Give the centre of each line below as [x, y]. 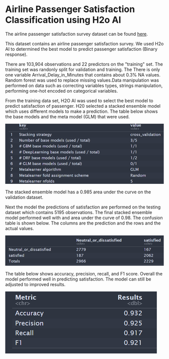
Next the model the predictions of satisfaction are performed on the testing [83, 207]
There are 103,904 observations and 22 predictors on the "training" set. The [84, 64]
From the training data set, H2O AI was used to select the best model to [79, 100]
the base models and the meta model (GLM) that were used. [67, 116]
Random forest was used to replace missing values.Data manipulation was [82, 80]
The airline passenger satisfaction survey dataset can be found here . [77, 34]
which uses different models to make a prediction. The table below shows [81, 111]
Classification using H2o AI [63, 20]
